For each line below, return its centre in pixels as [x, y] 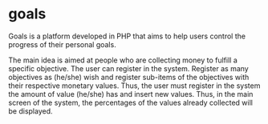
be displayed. [31, 111]
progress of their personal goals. [62, 44]
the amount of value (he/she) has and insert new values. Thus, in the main [131, 94]
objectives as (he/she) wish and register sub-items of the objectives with [129, 77]
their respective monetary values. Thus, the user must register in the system [134, 86]
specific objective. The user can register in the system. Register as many [128, 68]
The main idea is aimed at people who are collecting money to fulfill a [123, 60]
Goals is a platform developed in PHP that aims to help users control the [127, 36]
